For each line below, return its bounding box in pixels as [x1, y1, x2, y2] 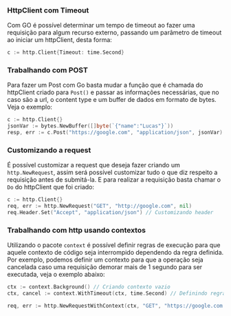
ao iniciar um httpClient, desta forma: [7, 36, 112, 44]
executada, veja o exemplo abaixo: [7, 271, 105, 279]
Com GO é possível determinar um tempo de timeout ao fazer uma [7, 21, 195, 30]
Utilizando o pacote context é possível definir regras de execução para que [7, 241, 221, 249]
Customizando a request [7, 145, 91, 155]
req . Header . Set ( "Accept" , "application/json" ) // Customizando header [7, 209, 214, 216]
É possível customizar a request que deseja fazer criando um [7, 161, 180, 169]
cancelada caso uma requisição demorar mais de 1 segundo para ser [7, 263, 203, 271]
